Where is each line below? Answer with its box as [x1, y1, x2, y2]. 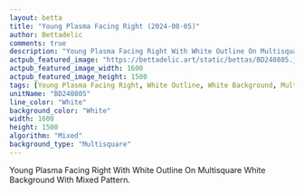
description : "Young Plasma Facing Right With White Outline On [9, 47, 257, 56]
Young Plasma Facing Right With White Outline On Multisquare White [9, 164, 266, 175]
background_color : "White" [9, 106, 111, 115]
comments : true [9, 38, 67, 48]
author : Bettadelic [9, 30, 83, 39]
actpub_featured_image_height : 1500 [9, 73, 147, 82]
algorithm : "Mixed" [9, 131, 83, 141]
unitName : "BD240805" [9, 89, 91, 98]
